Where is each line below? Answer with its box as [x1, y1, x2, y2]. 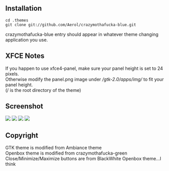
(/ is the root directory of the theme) [5, 87, 81, 93]
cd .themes [5, 17, 29, 23]
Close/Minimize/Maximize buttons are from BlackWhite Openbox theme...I [5, 156, 161, 162]
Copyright [5, 131, 38, 140]
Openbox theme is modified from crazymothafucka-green [5, 150, 128, 156]
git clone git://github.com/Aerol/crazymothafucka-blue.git [5, 22, 137, 27]
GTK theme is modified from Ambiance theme [5, 145, 102, 151]
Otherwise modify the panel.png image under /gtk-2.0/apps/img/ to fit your [5, 76, 164, 82]
